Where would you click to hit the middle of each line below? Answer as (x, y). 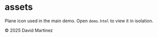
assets (19, 7)
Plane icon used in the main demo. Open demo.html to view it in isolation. (79, 21)
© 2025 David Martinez (29, 30)
